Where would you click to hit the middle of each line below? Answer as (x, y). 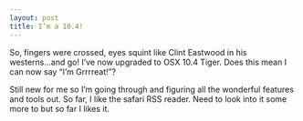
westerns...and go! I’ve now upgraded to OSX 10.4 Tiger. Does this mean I (148, 62)
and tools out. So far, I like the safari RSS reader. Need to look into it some (148, 99)
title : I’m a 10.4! (47, 26)
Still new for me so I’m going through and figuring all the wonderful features (152, 89)
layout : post (34, 18)
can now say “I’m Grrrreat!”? (63, 71)
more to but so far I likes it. (60, 108)
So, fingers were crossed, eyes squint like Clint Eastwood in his (129, 52)
